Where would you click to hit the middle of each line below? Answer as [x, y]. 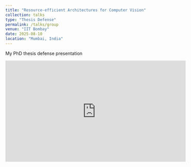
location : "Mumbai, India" [34, 39]
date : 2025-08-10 [24, 34]
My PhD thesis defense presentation [44, 53]
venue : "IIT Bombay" [28, 29]
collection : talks [25, 15]
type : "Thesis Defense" [31, 20]
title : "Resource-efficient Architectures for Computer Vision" [76, 10]
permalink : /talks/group [32, 24]
